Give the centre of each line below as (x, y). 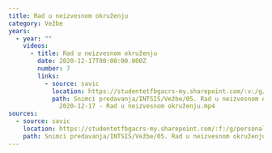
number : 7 (54, 69)
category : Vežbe (36, 23)
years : (19, 31)
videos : (36, 46)
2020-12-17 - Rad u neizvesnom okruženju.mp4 (138, 106)
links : (49, 76)
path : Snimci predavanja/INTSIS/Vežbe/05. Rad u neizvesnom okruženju (144, 136)
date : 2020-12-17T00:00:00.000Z (92, 62)
